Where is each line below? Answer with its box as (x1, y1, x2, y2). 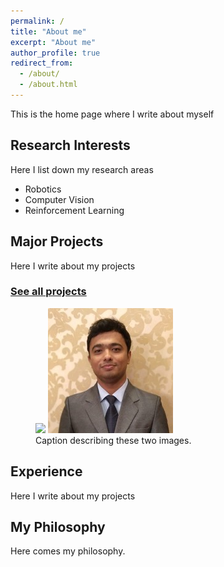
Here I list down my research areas (10, 163, 154, 175)
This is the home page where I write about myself (10, 108, 215, 120)
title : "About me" (10, 26, 87, 37)
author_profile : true (10, 48, 101, 58)
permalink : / (10, 16, 65, 26)
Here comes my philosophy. (10, 545, 126, 557)
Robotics (24, 183, 62, 195)
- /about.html (19, 80, 78, 90)
